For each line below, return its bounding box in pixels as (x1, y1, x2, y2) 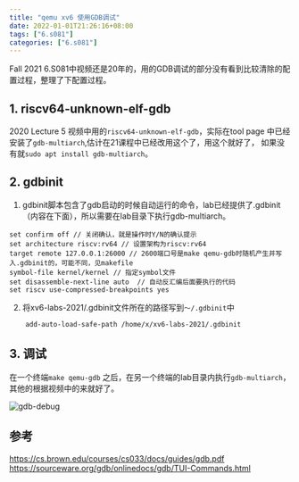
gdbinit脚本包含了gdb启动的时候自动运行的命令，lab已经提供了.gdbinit (21, 199, 281, 210)
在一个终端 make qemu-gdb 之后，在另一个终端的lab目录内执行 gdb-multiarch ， (9, 371, 291, 382)
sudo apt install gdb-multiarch (25, 150, 145, 159)
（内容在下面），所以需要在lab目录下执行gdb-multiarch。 (21, 211, 231, 221)
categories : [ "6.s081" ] (9, 37, 98, 47)
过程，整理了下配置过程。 (16, 75, 112, 86)
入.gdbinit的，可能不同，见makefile (9, 258, 134, 268)
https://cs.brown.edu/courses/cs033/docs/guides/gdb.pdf (9, 453, 225, 464)
